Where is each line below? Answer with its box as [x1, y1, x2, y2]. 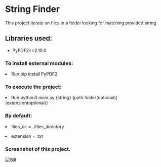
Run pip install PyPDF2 [11, 71, 58, 77]
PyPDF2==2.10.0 [12, 47, 47, 53]
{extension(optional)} [5, 100, 48, 106]
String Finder [5, 3, 60, 15]
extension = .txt [11, 133, 43, 139]
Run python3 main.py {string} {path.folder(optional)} [11, 95, 118, 101]
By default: [5, 112, 32, 119]
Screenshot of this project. [5, 145, 71, 152]
